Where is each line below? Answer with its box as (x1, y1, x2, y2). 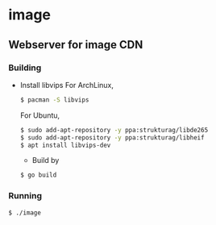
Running (8, 190, 43, 202)
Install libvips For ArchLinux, (19, 80, 114, 90)
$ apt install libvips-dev (19, 141, 111, 149)
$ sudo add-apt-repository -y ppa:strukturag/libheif (19, 133, 205, 142)
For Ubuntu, (19, 110, 60, 120)
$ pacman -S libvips (19, 95, 89, 104)
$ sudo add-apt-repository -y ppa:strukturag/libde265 (19, 126, 209, 134)
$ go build (19, 171, 57, 179)
